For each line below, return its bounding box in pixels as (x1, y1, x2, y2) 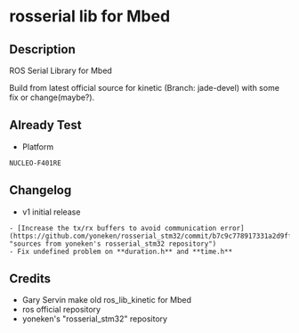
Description (9, 42, 76, 57)
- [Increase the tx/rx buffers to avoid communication (9, 223, 217, 232)
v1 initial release (21, 207, 81, 217)
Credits (9, 272, 52, 287)
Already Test (9, 118, 82, 133)
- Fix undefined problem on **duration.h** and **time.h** (9, 247, 233, 256)
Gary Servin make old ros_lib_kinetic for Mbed (21, 295, 192, 305)
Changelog (9, 183, 72, 198)
